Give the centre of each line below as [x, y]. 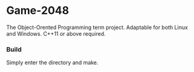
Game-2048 [38, 11]
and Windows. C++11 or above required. [56, 33]
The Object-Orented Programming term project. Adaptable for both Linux [97, 27]
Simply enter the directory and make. [52, 63]
